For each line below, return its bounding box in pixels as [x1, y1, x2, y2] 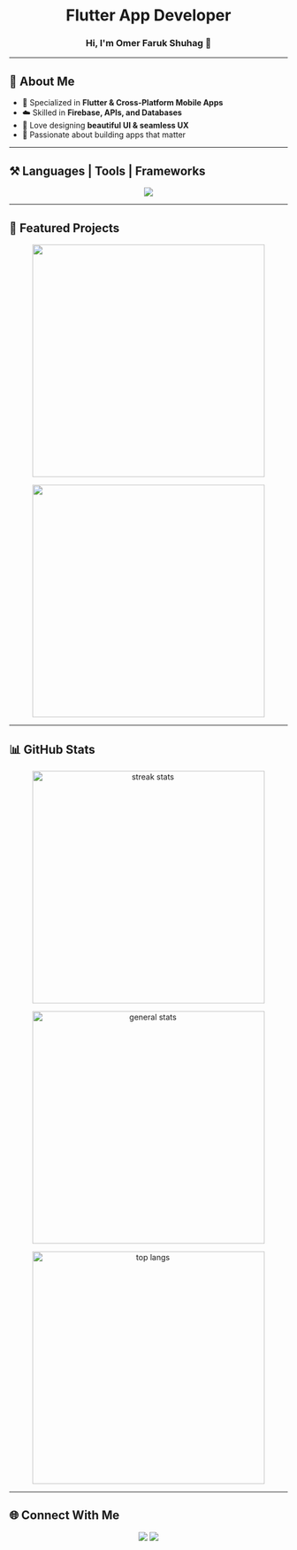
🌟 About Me [9, 74, 75, 89]
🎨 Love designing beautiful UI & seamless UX [21, 120, 189, 131]
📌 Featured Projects [9, 221, 120, 236]
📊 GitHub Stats [9, 742, 95, 757]
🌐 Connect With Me [9, 1507, 120, 1523]
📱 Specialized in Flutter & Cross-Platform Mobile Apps [21, 97, 224, 108]
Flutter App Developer [65, 5, 232, 26]
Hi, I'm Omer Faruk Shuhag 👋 [85, 37, 212, 50]
